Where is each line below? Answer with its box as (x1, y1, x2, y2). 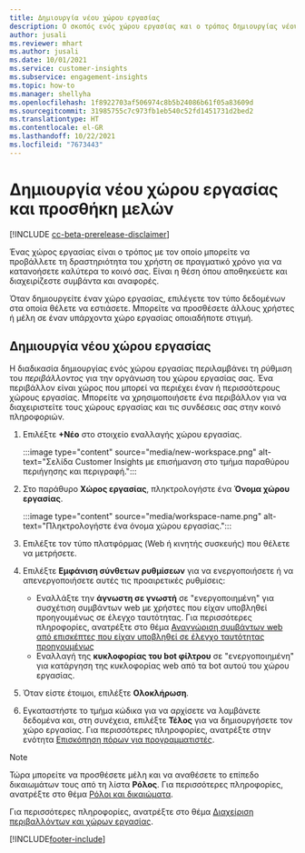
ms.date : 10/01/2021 (9, 55, 88, 65)
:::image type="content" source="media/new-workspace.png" (22, 447, 257, 457)
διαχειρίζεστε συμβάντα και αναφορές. (9, 275, 160, 286)
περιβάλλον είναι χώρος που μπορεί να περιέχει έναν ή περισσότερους (9, 382, 280, 393)
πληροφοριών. (9, 411, 65, 422)
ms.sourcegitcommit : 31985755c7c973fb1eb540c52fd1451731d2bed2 (9, 106, 254, 115)
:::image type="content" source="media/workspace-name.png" (22, 510, 261, 521)
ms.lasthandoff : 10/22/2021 (9, 132, 116, 141)
